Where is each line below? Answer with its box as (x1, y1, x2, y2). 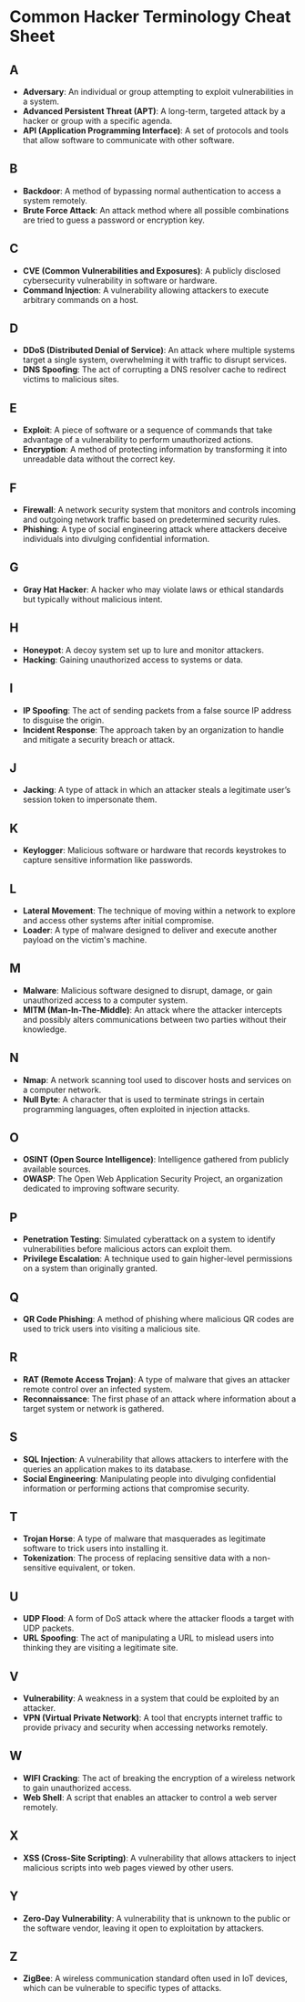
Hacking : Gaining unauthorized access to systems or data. (22, 654, 244, 665)
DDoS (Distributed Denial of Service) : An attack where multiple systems (22, 345, 296, 356)
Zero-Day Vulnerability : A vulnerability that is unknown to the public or (22, 1913, 291, 1924)
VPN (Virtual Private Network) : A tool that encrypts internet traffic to (22, 1713, 283, 1724)
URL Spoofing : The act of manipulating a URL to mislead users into (22, 1632, 275, 1643)
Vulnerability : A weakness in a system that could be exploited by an (22, 1693, 280, 1704)
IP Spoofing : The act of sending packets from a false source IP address (22, 704, 292, 715)
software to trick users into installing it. (22, 1543, 168, 1554)
